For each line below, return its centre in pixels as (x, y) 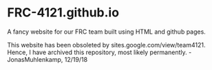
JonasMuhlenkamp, (35, 59)
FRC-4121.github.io (63, 13)
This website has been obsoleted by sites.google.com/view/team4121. (106, 45)
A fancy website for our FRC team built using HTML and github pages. (107, 32)
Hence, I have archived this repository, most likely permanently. (97, 52)
